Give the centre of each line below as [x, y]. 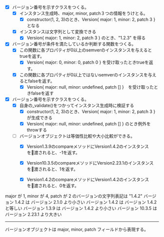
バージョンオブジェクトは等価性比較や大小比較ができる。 [77, 136]
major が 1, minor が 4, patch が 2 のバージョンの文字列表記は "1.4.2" [74, 196]
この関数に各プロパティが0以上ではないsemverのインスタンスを [83, 74]
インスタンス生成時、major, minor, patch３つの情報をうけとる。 [83, 13]
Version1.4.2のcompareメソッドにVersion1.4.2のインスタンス [88, 180]
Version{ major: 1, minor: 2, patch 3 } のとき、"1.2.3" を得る [86, 38]
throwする [37, 130]
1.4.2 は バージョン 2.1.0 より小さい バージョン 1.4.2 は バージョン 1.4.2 [86, 202]
